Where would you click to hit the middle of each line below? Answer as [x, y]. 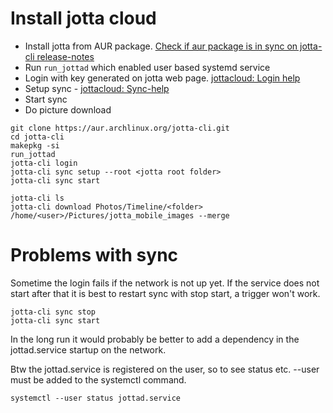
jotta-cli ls [37, 198]
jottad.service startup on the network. [88, 349]
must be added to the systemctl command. [98, 379]
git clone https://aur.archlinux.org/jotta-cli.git [120, 128]
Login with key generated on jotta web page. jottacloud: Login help [162, 78]
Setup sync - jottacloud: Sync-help [97, 88]
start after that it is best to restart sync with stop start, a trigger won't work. [165, 293]
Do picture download [68, 109]
